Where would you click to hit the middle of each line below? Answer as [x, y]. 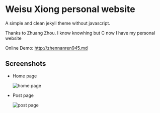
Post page [23, 95]
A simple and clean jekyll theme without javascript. [58, 23]
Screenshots [26, 64]
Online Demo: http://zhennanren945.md [47, 48]
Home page [25, 76]
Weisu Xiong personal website [70, 9]
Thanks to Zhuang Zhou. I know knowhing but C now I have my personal [80, 33]
